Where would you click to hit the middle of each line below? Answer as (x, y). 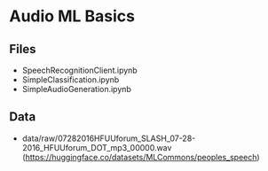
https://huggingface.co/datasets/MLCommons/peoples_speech (141, 157)
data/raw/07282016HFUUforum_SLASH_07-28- (109, 138)
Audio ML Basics (72, 16)
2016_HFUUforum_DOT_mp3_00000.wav (97, 147)
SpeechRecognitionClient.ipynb (79, 70)
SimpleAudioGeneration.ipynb (76, 89)
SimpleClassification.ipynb (71, 80)
